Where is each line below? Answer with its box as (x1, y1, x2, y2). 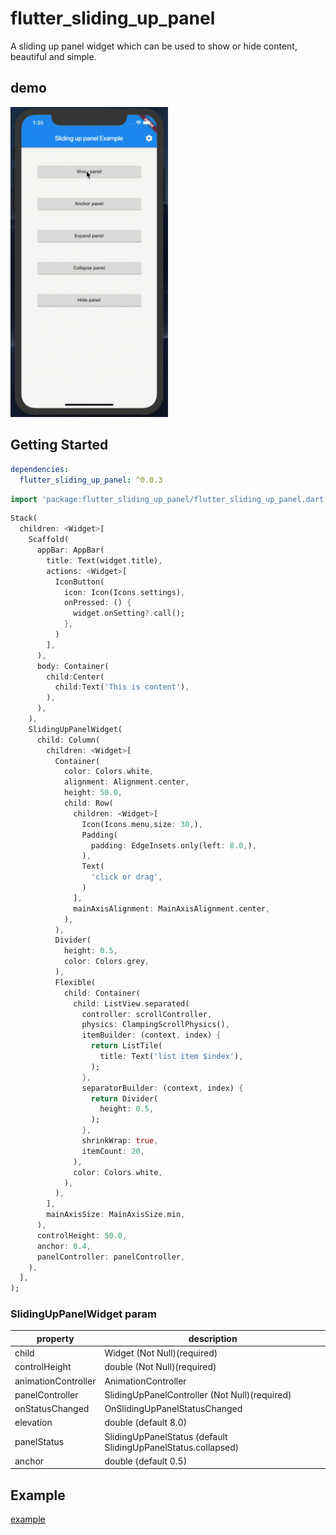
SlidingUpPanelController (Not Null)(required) (104, 1388, 292, 1401)
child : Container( (63, 988, 141, 998)
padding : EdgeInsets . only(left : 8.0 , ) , (90, 840, 257, 851)
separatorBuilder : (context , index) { (81, 1083, 244, 1093)
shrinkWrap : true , (81, 1136, 159, 1146)
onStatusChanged (14, 1403, 90, 1415)
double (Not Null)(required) (104, 1361, 217, 1373)
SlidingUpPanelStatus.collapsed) (104, 1441, 240, 1453)
